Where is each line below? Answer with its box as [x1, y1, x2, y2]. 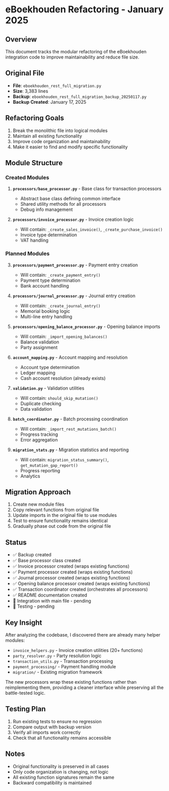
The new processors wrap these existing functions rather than [5, 679, 137, 685]
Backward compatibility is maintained [12, 779, 92, 786]
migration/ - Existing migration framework [12, 669, 102, 676]
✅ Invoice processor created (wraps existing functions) [12, 563, 130, 569]
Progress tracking [20, 431, 58, 437]
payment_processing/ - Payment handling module [12, 664, 116, 670]
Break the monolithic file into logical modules [12, 127, 108, 133]
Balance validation [20, 339, 59, 345]
